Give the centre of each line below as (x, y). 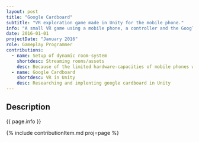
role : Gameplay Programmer (39, 45)
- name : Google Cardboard (44, 72)
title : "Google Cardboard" (39, 17)
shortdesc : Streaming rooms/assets (61, 61)
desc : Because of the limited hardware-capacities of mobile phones (103, 67)
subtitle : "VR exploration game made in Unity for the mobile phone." (95, 22)
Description (28, 107)
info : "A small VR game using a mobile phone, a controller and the (92, 28)
